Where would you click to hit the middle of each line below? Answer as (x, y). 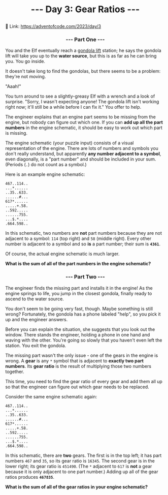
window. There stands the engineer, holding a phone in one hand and (78, 334)
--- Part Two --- (85, 277)
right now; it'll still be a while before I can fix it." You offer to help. (73, 107)
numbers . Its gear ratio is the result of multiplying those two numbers (78, 366)
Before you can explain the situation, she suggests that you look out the (80, 329)
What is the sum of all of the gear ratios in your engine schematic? (77, 487)
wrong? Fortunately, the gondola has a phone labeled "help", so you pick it (83, 314)
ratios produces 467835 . (30, 477)
